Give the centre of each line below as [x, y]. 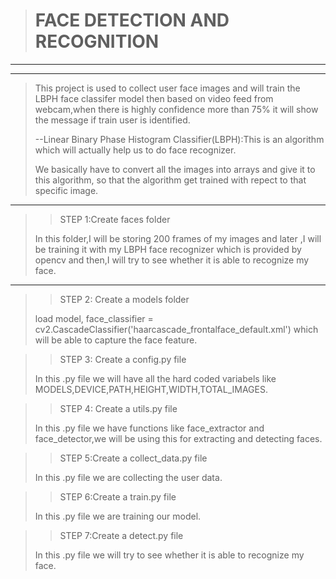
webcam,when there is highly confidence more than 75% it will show [176, 109]
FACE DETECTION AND [132, 20]
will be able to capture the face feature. [116, 340]
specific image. [66, 190]
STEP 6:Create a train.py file [118, 496]
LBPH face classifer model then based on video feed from [154, 98]
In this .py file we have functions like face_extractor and [149, 428]
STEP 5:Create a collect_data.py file [133, 458]
